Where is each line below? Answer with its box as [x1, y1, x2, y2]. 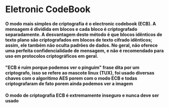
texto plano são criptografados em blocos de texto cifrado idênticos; [5, 37, 153, 43]
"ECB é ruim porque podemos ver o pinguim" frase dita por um [5, 64, 140, 70]
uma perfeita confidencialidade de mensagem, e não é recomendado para [5, 47, 164, 54]
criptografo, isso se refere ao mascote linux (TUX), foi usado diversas [5, 70, 155, 76]
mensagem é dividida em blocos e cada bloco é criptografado [5, 26, 138, 32]
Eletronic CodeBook [5, 4, 91, 15]
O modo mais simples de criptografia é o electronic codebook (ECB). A [5, 20, 156, 26]
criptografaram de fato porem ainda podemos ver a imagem [5, 81, 133, 87]
